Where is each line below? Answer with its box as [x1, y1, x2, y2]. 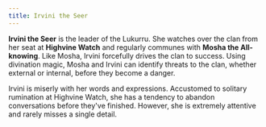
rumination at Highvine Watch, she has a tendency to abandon [8, 92, 215, 101]
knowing [8, 51, 39, 60]
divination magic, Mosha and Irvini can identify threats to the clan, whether [8, 59, 257, 69]
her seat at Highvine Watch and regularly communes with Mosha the [8, 42, 239, 52]
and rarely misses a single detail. [8, 109, 118, 119]
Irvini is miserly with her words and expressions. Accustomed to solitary [8, 84, 247, 93]
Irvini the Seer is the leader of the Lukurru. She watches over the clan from [8, 34, 258, 43]
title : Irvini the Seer [8, 11, 89, 20]
